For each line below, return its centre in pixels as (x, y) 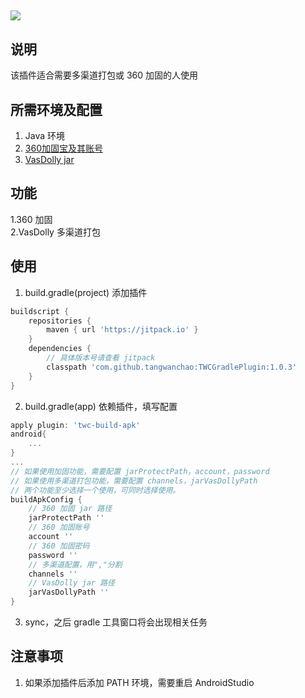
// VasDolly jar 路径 (71, 583)
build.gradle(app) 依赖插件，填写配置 (101, 406)
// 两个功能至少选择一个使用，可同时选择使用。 (95, 490)
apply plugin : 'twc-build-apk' (75, 425)
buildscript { (40, 311)
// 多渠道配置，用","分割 (75, 564)
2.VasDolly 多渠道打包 (55, 232)
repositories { (60, 321)
